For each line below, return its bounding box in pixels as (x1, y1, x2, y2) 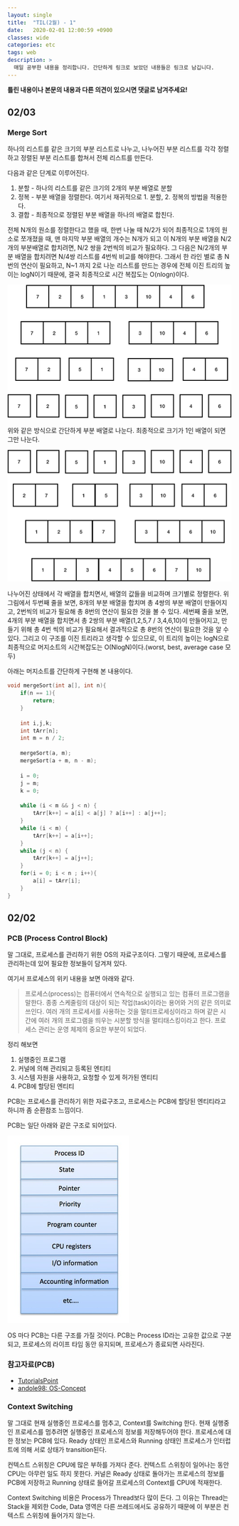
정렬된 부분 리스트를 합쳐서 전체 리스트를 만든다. (20, 154, 154, 162)
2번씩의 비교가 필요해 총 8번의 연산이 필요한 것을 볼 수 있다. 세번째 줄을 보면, (16, 607, 229, 616)
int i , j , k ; (20, 720, 53, 727)
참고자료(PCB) (7, 1359, 55, 1369)
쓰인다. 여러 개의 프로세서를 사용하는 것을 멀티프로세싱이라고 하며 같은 (24, 1007, 219, 1016)
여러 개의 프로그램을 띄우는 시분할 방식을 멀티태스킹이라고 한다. (38, 1016, 213, 1025)
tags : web (7, 49, 37, 56)
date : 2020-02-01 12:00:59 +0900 (7, 26, 113, 33)
